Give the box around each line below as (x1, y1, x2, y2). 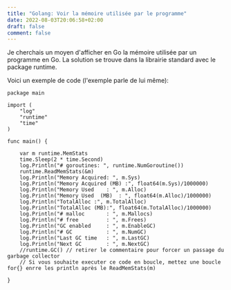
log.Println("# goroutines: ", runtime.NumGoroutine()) (19, 162, 185, 169)
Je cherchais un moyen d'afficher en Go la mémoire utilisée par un (7, 48, 197, 57)
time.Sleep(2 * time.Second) (19, 156, 104, 163)
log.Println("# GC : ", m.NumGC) (19, 229, 147, 235)
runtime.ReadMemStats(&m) (19, 168, 95, 175)
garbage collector (7, 253, 60, 260)
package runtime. (7, 63, 57, 71)
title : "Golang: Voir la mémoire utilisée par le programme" (7, 10, 187, 17)
